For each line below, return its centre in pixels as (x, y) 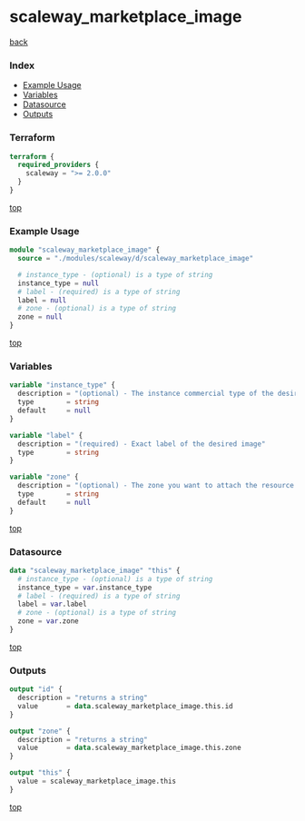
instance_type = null (59, 283)
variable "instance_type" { (63, 385)
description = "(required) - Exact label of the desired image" (142, 444)
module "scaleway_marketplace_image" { (85, 250)
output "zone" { (40, 731)
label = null (42, 300)
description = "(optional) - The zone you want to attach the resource (156, 486)
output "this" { (40, 773)
